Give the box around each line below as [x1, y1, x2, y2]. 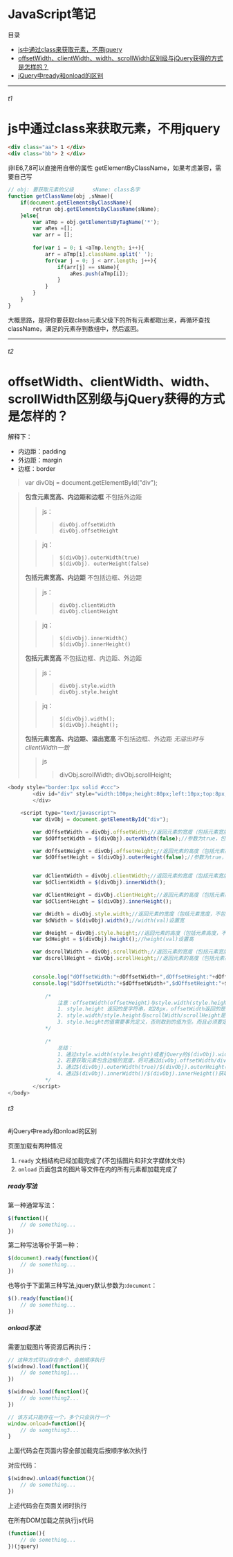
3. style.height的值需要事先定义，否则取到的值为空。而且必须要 [57, 1019, 223, 1026]
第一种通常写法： [8, 1201, 57, 1209]
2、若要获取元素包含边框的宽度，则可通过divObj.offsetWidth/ [57, 1057, 217, 1065]
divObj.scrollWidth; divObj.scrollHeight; [59, 771, 172, 779]
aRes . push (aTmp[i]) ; [69, 270, 129, 277]
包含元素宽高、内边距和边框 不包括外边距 [24, 493, 142, 501]
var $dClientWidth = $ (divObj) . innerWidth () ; [32, 879, 167, 886]
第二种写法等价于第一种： [8, 1241, 81, 1249]
